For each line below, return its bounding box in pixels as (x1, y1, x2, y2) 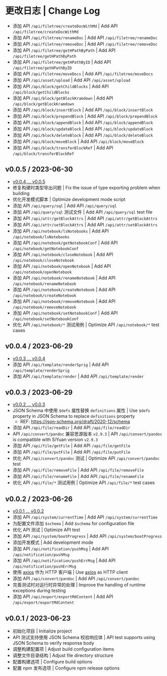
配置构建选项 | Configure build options (12, 659, 93, 664)
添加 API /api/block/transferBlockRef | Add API (12, 144, 113, 150)
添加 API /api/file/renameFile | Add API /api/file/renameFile (12, 473, 144, 480)
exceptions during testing (12, 587, 66, 593)
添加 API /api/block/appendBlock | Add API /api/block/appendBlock (12, 119, 153, 125)
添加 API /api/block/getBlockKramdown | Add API (12, 95, 113, 101)
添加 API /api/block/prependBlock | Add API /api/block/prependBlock (12, 113, 158, 119)
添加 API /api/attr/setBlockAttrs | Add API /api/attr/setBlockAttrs (12, 221, 158, 227)
